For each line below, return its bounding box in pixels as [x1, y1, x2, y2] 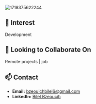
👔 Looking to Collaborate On [5, 46, 91, 54]
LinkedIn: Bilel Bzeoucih [12, 94, 61, 100]
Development [5, 32, 32, 37]
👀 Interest [5, 18, 35, 27]
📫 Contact [5, 73, 39, 82]
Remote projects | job [5, 58, 48, 64]
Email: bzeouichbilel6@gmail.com [12, 88, 80, 94]
